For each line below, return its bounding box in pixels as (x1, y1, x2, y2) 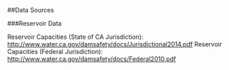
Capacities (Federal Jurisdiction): (7, 48, 103, 55)
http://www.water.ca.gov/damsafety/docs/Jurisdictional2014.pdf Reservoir (7, 40, 223, 48)
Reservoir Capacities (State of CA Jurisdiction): (7, 33, 144, 41)
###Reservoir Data (7, 19, 62, 27)
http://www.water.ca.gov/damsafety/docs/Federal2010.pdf (7, 55, 176, 63)
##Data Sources (7, 6, 55, 14)
